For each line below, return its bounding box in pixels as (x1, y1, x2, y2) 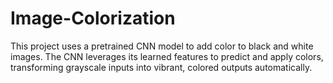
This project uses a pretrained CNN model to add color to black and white (10, 40, 314, 52)
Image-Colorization (10, 7, 176, 30)
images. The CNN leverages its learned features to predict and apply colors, (10, 50, 324, 62)
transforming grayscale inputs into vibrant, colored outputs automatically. (10, 61, 313, 73)
